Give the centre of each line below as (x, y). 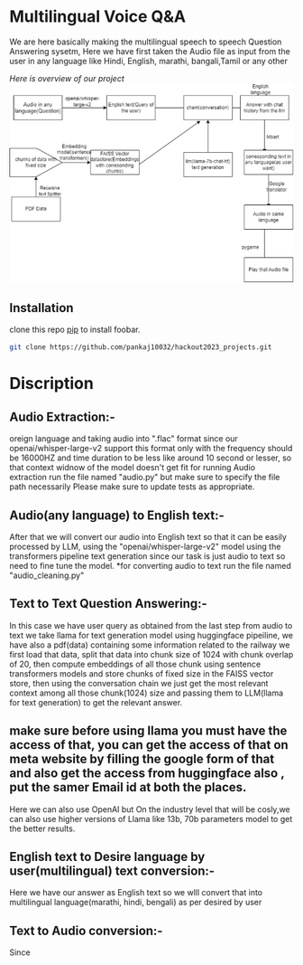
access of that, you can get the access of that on (149, 745)
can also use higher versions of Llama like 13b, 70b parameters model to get (151, 818)
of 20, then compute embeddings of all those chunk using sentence (135, 664)
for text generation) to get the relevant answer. (96, 702)
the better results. (42, 828)
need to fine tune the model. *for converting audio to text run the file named (150, 565)
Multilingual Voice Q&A (98, 17)
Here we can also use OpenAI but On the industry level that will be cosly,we (150, 809)
